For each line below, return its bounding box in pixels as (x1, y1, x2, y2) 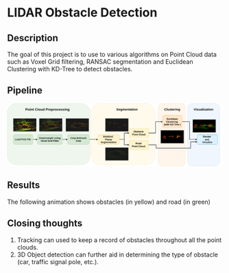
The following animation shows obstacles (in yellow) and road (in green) (7, 198, 211, 206)
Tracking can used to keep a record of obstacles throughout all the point (16, 235, 222, 244)
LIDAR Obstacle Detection (7, 5, 158, 21)
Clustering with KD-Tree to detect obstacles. (7, 65, 133, 73)
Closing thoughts (7, 217, 83, 229)
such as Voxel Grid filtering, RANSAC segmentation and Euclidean (7, 58, 193, 66)
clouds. (16, 243, 38, 251)
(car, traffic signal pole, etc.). (16, 257, 99, 265)
